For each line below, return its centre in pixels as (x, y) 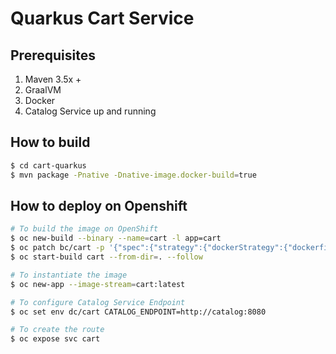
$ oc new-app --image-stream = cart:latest (98, 284)
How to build (50, 142)
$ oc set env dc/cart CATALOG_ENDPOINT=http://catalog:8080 (138, 312)
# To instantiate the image (69, 275)
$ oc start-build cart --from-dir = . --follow (106, 257)
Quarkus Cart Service (102, 18)
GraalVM (43, 90)
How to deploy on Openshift (99, 205)
